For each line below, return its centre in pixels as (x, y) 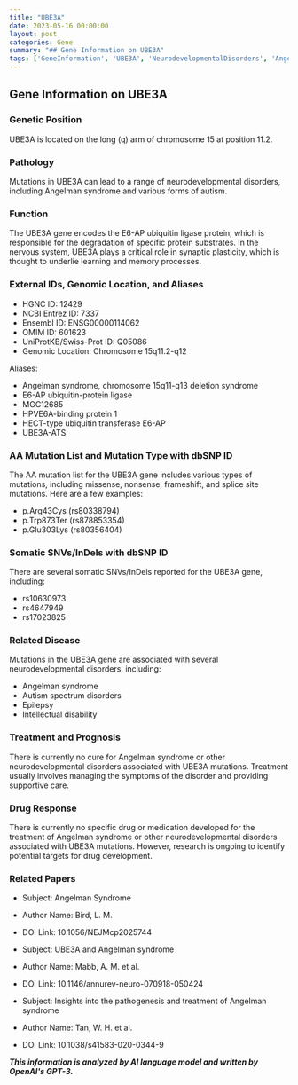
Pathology (32, 162)
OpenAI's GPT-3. (41, 1072)
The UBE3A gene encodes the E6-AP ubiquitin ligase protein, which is (137, 233)
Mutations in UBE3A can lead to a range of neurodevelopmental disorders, (145, 181)
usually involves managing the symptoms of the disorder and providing (139, 775)
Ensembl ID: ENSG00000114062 (81, 322)
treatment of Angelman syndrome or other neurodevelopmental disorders (143, 837)
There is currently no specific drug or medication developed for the (132, 828)
